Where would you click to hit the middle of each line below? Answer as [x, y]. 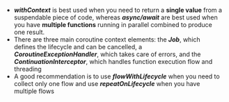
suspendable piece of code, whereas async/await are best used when [116, 17]
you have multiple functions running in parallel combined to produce [113, 25]
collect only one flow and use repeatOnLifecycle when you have [107, 84]
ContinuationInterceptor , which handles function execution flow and [113, 61]
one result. [29, 32]
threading [27, 69]
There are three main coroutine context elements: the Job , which [107, 40]
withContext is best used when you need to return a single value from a [118, 10]
